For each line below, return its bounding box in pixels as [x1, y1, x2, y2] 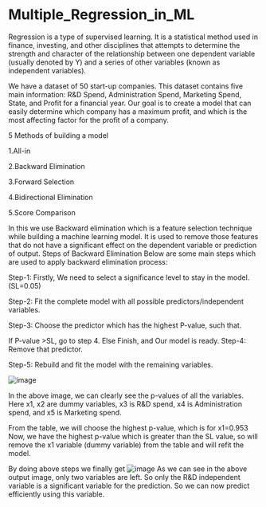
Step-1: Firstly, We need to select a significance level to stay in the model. [8, 273, 250, 282]
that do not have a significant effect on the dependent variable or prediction [8, 240, 257, 250]
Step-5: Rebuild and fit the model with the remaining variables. [8, 360, 213, 369]
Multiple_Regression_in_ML [8, 6, 195, 24]
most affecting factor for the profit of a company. [8, 115, 169, 124]
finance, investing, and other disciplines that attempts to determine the [8, 40, 241, 49]
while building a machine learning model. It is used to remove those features [8, 231, 259, 241]
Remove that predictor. [8, 344, 84, 354]
